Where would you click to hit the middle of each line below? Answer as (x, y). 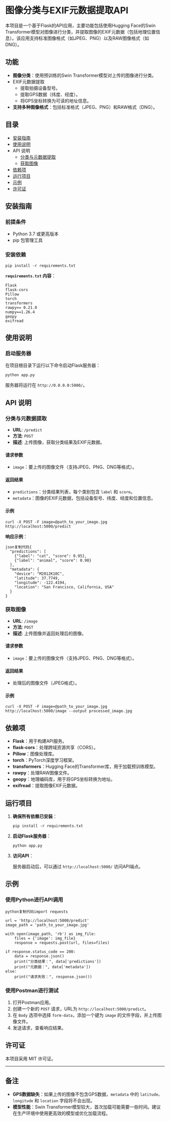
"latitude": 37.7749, (37, 578)
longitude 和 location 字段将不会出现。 (54, 1100)
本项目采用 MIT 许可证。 (31, 1058)
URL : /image (25, 621)
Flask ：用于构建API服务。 (40, 741)
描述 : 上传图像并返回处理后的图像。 (49, 633)
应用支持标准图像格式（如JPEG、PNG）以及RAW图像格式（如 (85, 38)
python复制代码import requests (37, 912)
